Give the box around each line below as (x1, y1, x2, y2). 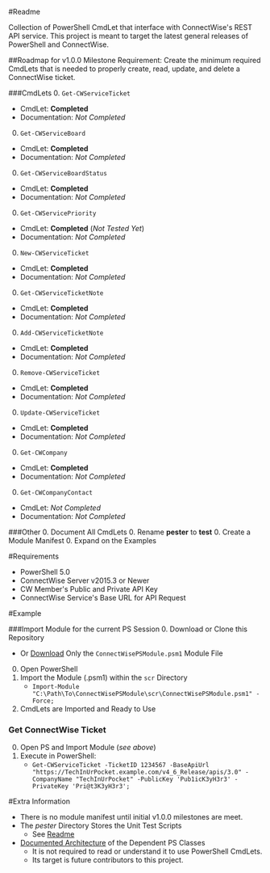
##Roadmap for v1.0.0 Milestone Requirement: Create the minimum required (8, 56, 261, 65)
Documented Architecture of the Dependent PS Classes (19, 838, 206, 848)
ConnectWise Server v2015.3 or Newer (19, 576, 150, 585)
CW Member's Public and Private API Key (19, 584, 159, 593)
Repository (8, 633, 44, 642)
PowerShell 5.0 (19, 567, 71, 576)
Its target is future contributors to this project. (31, 855, 184, 865)
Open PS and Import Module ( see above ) (19, 743, 156, 753)
